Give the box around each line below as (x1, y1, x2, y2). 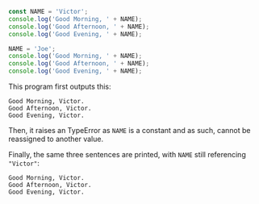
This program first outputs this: (8, 81, 111, 91)
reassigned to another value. (8, 134, 103, 144)
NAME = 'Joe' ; (8, 44, 56, 52)
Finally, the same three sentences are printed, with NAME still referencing (8, 150, 246, 159)
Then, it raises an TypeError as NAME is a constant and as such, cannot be (8, 126, 251, 135)
